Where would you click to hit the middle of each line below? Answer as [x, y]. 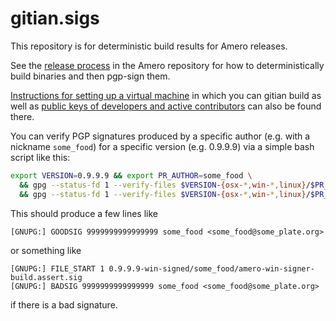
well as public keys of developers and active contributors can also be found [166, 106]
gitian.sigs [55, 18]
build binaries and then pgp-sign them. [90, 76]
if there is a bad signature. [64, 304]
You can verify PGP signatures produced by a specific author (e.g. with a [160, 136]
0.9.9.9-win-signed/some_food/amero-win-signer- [211, 268]
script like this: [40, 157]
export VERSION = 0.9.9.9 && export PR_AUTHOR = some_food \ [131, 175]
